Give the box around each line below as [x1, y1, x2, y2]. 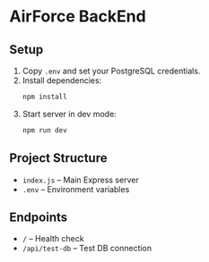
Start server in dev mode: [22, 108, 117, 119]
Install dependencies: [22, 75, 102, 86]
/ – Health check [22, 233, 84, 244]
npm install [22, 92, 67, 101]
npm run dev [22, 125, 67, 135]
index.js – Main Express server [22, 174, 139, 185]
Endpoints [9, 209, 68, 224]
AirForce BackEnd [9, 6, 146, 27]
